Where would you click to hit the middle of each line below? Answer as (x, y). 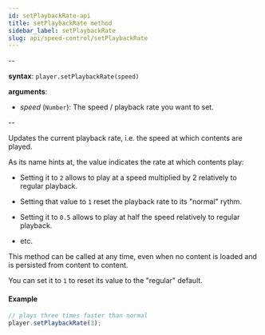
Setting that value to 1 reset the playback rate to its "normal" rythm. (131, 201)
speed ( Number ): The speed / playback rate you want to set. (117, 107)
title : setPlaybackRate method (60, 23)
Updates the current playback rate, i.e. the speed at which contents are (125, 138)
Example (23, 299)
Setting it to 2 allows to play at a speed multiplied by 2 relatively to (128, 177)
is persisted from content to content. (68, 265)
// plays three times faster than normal (78, 316)
